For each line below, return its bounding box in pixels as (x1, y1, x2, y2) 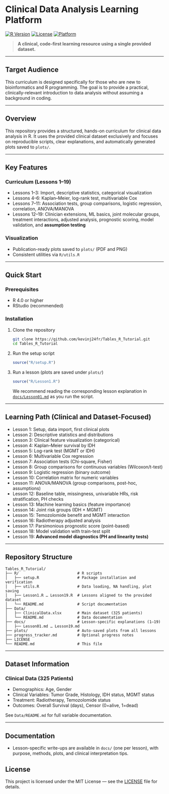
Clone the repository (12, 327, 55, 333)
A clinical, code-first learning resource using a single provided (17, 40, 151, 46)
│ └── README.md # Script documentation (5, 602, 127, 607)
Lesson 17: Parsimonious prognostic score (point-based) (12, 522, 130, 528)
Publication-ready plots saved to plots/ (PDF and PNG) (12, 246, 128, 252)
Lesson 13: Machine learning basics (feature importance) (12, 501, 131, 507)
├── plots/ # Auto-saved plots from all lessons (5, 628, 156, 633)
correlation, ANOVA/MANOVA (12, 206, 74, 212)
